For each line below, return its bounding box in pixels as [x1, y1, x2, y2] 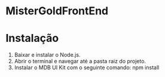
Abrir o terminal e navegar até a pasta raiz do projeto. [14, 58, 146, 65]
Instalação [5, 32, 59, 45]
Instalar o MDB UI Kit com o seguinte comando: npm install [14, 64, 160, 71]
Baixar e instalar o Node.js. [14, 51, 81, 58]
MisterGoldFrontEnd [5, 4, 109, 18]
